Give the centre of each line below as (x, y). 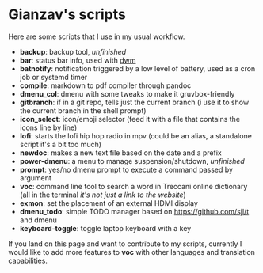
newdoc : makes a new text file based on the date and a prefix (120, 153)
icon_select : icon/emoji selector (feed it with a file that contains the (130, 119)
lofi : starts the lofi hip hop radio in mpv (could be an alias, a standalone (135, 135)
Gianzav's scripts (67, 15)
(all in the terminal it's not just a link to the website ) (103, 195)
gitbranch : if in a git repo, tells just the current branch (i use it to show (134, 102)
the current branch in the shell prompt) (83, 110)
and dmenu (38, 220)
